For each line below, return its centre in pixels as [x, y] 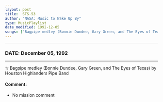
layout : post [18, 9]
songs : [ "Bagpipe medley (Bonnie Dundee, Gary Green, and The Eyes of [78, 32]
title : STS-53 [20, 14]
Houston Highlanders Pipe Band [37, 73]
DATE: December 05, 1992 [36, 53]
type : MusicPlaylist [26, 23]
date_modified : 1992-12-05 [32, 27]
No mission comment [33, 95]
